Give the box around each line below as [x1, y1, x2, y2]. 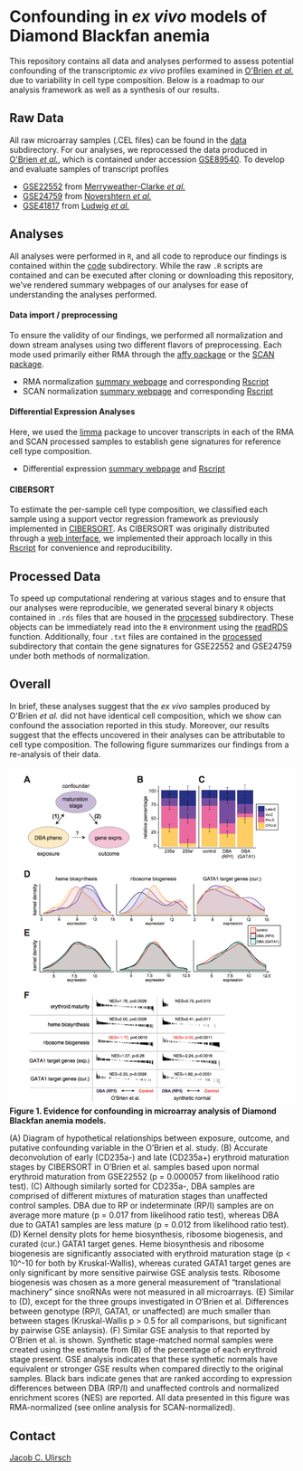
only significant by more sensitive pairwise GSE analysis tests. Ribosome [9, 1267, 280, 1278]
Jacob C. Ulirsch [9, 1452, 72, 1463]
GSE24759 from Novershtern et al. [22, 190, 152, 201]
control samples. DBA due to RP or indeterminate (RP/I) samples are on [9, 1201, 274, 1211]
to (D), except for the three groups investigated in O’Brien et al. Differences [9, 1296, 289, 1307]
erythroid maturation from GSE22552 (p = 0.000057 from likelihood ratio [9, 1172, 279, 1182]
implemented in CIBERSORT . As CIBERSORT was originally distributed [9, 523, 270, 535]
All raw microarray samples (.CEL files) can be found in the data [9, 134, 247, 146]
